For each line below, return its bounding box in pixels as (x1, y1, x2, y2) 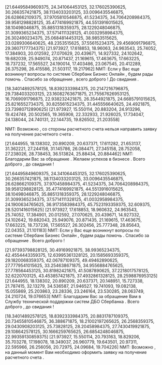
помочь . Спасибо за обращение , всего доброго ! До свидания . (5, 76, 139, 82)
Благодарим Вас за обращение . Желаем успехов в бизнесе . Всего (5, 156, 146, 162)
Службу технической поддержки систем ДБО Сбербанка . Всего (5, 299, 140, 304)
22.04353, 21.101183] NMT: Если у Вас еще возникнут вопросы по (5, 228, 140, 233)
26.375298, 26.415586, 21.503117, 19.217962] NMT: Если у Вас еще (5, 66, 140, 72)
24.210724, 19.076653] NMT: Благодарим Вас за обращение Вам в (5, 294, 141, 299)
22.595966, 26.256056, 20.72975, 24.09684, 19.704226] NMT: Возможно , (5, 344, 156, 350)
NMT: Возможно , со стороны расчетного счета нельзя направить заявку (5, 126, 157, 132)
